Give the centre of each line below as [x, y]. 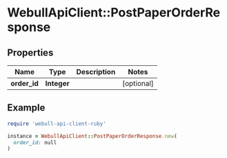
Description [96, 72]
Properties [30, 53]
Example [26, 108]
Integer [58, 83]
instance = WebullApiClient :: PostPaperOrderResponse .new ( [92, 136]
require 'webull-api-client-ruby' [57, 124]
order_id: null [35, 142]
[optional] [138, 83]
